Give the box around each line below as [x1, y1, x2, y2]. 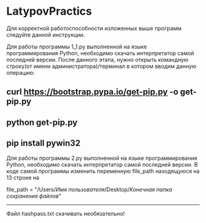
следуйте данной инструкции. [6, 31, 85, 38]
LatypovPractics [6, 4, 92, 18]
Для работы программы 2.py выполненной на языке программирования [6, 154, 197, 162]
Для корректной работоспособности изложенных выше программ [6, 25, 182, 32]
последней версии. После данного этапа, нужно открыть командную [6, 56, 189, 63]
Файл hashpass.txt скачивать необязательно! [6, 210, 125, 217]
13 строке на [6, 173, 40, 181]
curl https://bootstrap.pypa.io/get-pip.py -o [6, 87, 179, 97]
